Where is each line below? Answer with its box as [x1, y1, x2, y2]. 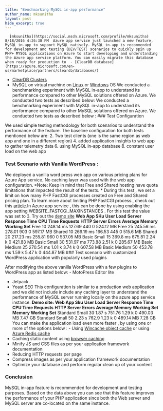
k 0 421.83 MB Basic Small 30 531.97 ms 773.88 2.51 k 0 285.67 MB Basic [5, 239, 153, 245]
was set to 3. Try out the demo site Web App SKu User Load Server [5, 213, 142, 219]
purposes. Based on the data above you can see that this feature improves [5, 390, 155, 395]
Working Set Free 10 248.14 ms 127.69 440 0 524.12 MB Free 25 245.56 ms [5, 223, 156, 229]
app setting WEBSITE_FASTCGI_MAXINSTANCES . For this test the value [5, 208, 150, 214]
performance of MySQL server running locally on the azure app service [12, 294, 156, 300]
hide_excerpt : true [5, 20, 45, 26]
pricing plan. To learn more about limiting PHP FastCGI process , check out [5, 197, 155, 203]
